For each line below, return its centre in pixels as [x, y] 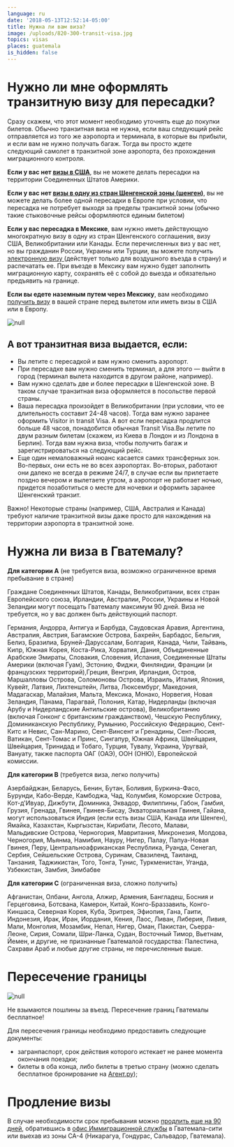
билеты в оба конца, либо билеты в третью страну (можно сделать [118, 1066]
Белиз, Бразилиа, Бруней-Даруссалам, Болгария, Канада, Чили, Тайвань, [117, 642]
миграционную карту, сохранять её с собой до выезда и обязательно [112, 273]
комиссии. [23, 761]
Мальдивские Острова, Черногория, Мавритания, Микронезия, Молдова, [117, 832]
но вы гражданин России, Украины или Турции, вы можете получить [110, 251]
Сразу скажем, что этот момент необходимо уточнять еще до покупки [114, 121]
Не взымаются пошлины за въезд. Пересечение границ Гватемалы [108, 1009]
